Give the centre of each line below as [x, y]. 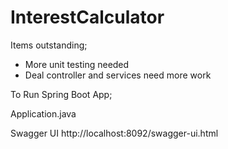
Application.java [43, 113]
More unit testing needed [77, 64]
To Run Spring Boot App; [61, 94]
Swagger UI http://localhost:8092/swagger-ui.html [114, 133]
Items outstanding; [49, 45]
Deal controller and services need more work [118, 75]
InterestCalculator [87, 17]
